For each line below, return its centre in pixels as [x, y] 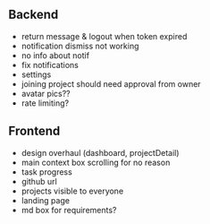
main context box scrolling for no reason [96, 162]
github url [39, 181]
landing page [46, 200]
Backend [34, 15]
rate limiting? [45, 103]
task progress [46, 172]
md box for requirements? [69, 210]
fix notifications [50, 65]
